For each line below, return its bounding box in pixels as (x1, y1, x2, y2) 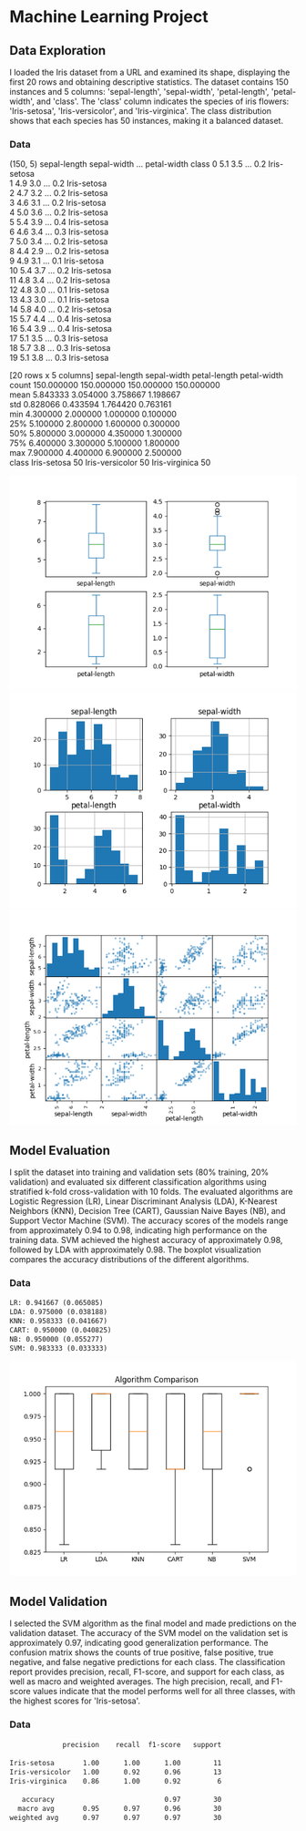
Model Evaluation (9, 1142, 111, 1158)
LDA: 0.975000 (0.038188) (9, 1308, 107, 1317)
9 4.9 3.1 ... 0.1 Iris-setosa (9, 255, 105, 266)
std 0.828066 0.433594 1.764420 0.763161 (9, 399, 172, 410)
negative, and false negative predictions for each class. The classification (9, 1657, 285, 1668)
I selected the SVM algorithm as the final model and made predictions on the (9, 1618, 297, 1629)
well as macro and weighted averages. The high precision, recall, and (9, 1676, 270, 1687)
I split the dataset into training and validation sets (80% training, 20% (9, 1167, 270, 1178)
